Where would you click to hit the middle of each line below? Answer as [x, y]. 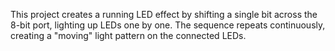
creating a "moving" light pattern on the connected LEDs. [128, 35]
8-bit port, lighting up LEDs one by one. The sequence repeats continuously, [168, 25]
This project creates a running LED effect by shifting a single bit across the [164, 14]
